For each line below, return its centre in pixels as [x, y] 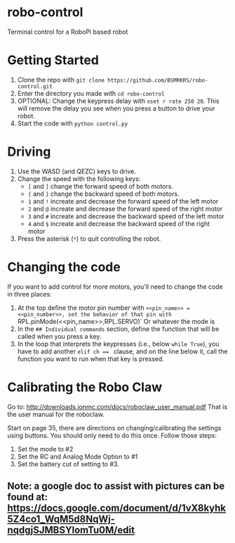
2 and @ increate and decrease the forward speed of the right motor [125, 208]
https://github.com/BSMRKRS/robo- [158, 80]
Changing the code [64, 267]
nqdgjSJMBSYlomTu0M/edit [71, 530]
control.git [35, 86]
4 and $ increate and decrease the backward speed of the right [119, 223]
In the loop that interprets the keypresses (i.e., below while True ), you [118, 344]
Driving [29, 152]
